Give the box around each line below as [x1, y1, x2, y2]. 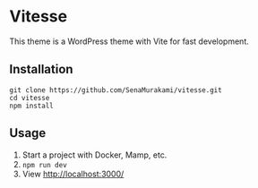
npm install [9, 101, 54, 110]
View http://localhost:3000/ [21, 168, 125, 179]
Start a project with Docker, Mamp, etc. [21, 150, 168, 160]
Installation [9, 62, 73, 77]
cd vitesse [9, 93, 50, 102]
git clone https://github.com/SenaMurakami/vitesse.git [9, 85, 222, 95]
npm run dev [21, 160, 67, 169]
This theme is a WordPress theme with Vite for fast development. [9, 36, 249, 47]
